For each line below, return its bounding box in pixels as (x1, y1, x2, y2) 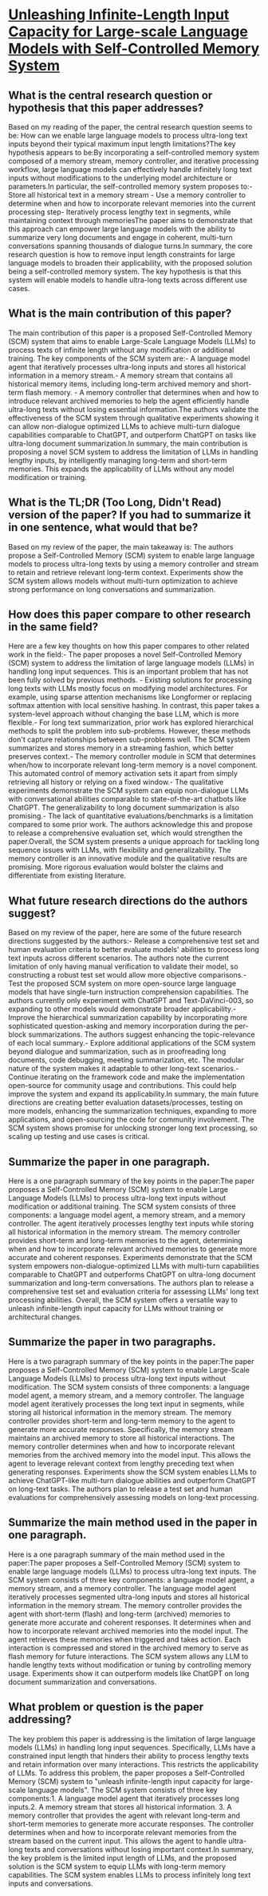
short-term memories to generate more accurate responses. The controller (8, 1818, 254, 1829)
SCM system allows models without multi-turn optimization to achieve (8, 576, 238, 586)
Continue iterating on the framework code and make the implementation (8, 1072, 246, 1082)
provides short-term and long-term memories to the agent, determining (8, 1236, 243, 1246)
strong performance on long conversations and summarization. (8, 584, 216, 594)
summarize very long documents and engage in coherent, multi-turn (8, 233, 233, 242)
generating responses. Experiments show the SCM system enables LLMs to (8, 1466, 257, 1477)
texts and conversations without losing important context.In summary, (24, 1844, 254, 1854)
